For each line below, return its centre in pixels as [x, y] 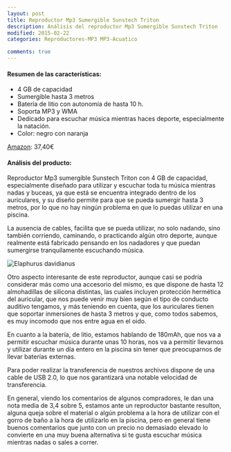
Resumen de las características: [54, 74]
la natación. [34, 126]
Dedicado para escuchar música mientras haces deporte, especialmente [121, 119]
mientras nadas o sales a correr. [53, 442]
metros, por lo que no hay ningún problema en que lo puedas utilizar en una [115, 208]
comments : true [29, 52]
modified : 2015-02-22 [38, 33]
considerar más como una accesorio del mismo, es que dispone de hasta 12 [115, 284]
